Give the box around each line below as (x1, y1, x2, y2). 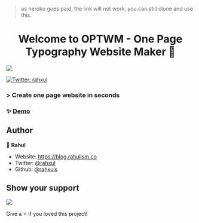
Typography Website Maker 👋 (25, 45, 176, 59)
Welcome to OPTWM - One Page (18, 32, 183, 46)
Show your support (6, 182, 79, 193)
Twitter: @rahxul (14, 159, 56, 166)
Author (6, 126, 33, 136)
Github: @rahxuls (14, 166, 58, 173)
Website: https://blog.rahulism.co (14, 152, 97, 160)
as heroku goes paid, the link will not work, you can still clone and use (20, 5, 193, 12)
